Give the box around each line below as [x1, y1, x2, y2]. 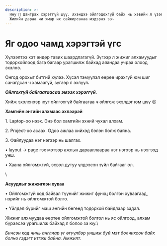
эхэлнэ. [5, 65, 21, 71]
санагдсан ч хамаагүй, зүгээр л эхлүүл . [5, 80, 89, 86]
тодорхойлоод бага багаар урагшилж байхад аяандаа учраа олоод [5, 60, 148, 65]
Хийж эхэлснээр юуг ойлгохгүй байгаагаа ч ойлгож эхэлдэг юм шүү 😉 [5, 99, 157, 105]
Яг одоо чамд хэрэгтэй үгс [5, 38, 122, 49]
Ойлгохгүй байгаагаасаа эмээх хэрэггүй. [5, 89, 97, 95]
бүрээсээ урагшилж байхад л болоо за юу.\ [5, 220, 98, 226]
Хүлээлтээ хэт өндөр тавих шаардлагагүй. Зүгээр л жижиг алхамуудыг [5, 54, 157, 60]
